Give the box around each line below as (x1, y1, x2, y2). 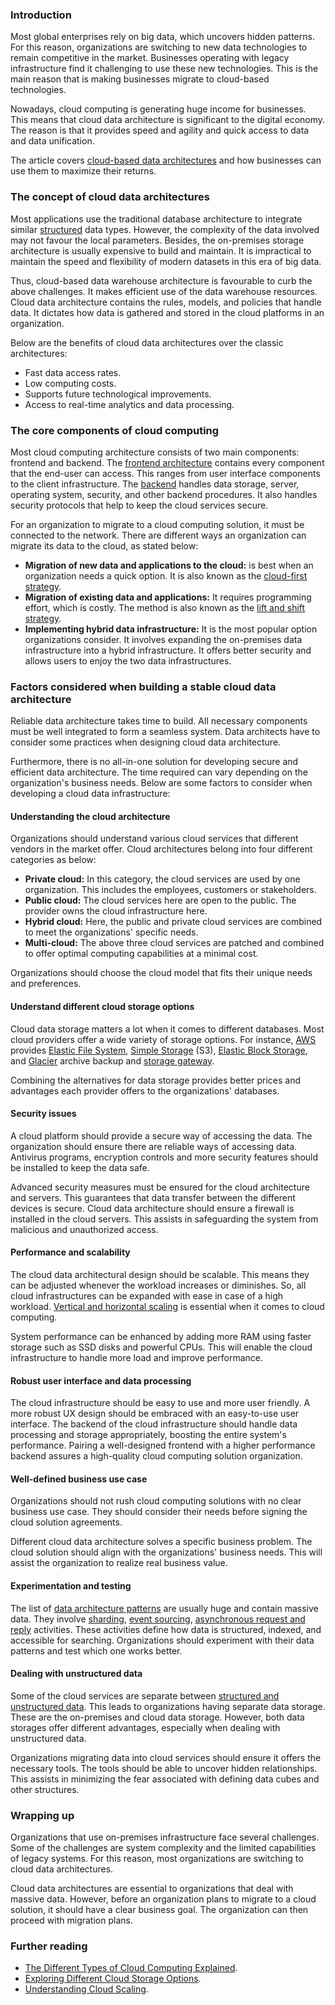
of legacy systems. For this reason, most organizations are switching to (10, 1853, 304, 1865)
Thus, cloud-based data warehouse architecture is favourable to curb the (10, 274, 313, 287)
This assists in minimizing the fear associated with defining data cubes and (10, 1773, 320, 1785)
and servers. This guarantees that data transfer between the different (10, 1191, 296, 1203)
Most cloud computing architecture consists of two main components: (10, 446, 300, 458)
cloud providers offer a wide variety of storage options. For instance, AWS (10, 1033, 317, 1045)
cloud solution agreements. (10, 1516, 123, 1528)
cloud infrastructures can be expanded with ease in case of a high (10, 1290, 284, 1302)
